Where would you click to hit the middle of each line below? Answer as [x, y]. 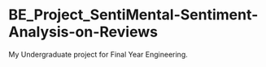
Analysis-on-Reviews [83, 32]
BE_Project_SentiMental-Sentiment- [133, 15]
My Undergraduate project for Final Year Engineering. [98, 54]
